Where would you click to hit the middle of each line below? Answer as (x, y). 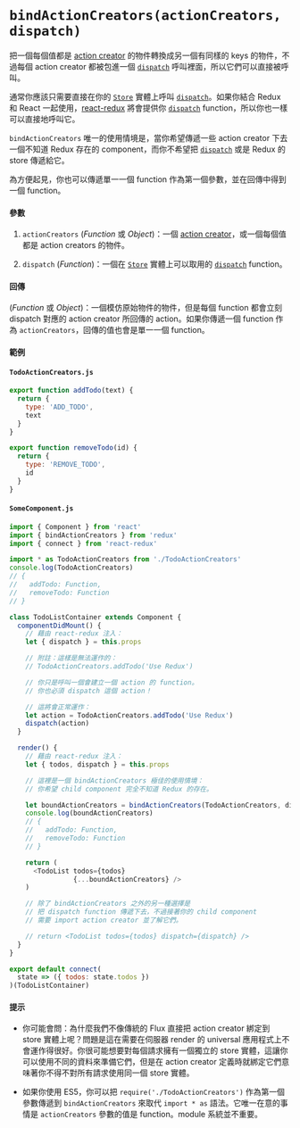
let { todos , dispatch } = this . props (97, 764)
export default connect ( (55, 969)
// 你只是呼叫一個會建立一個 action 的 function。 (112, 682)
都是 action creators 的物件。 (75, 245)
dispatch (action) (58, 724)
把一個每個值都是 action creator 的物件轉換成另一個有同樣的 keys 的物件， (146, 55)
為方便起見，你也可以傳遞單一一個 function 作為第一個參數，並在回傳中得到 (148, 179)
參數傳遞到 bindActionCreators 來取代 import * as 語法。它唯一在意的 (151, 1103)
